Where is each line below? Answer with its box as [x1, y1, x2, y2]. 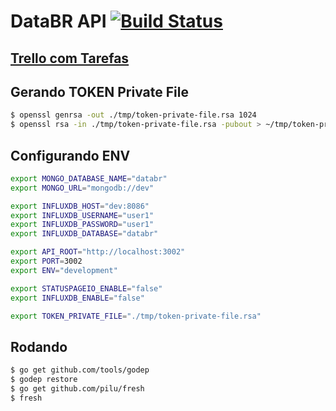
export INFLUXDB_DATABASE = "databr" [10, 229, 159, 239]
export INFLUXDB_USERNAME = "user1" [10, 210, 155, 220]
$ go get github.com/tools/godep [10, 365, 150, 375]
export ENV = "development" [10, 265, 118, 275]
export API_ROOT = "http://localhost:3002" [10, 247, 186, 257]
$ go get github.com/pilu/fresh [10, 384, 145, 394]
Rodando [10, 338, 68, 355]
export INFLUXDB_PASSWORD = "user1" [10, 220, 155, 230]
